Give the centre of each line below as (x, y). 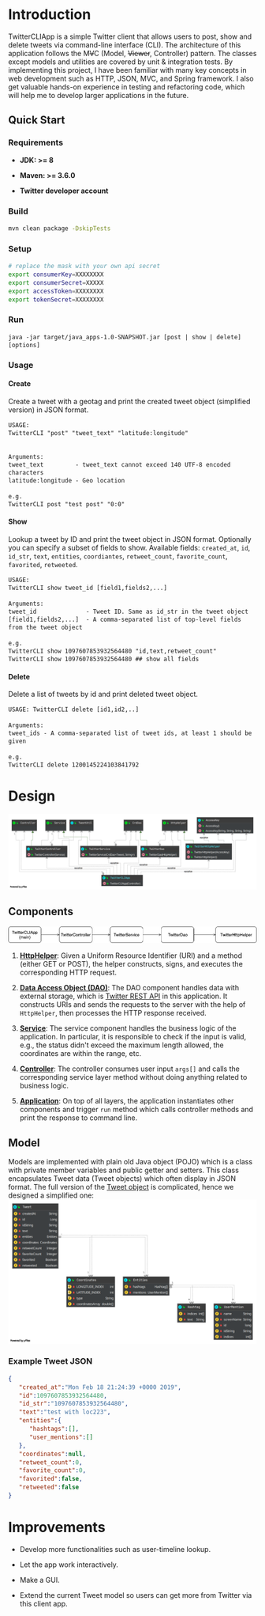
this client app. (44, 1603)
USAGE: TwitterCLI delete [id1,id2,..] (74, 710)
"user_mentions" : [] (61, 1437)
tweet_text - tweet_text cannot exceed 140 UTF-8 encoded (119, 464)
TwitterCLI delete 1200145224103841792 (74, 765)
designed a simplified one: (51, 1195)
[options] (24, 345)
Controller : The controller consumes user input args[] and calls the (130, 1069)
